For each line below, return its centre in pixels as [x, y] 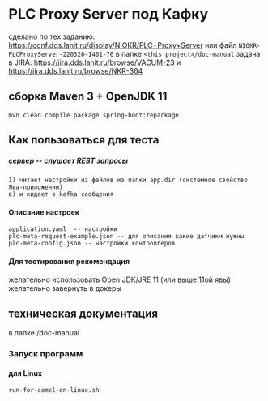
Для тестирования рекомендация [69, 261]
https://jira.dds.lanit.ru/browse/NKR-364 [76, 70]
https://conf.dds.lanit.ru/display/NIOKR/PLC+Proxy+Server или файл [123, 45]
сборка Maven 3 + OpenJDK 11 [88, 97]
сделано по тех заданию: [52, 36]
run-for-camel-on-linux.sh [54, 390]
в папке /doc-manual [44, 333]
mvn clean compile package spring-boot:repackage [94, 115]
